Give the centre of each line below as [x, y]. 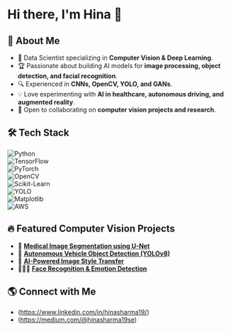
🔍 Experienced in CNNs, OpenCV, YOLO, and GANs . [95, 84]
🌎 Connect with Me [52, 292]
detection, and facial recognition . [68, 76]
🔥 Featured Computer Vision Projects [91, 229]
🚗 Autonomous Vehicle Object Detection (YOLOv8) [94, 253]
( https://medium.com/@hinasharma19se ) [77, 320]
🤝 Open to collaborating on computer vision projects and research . [117, 110]
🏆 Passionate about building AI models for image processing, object [119, 66]
